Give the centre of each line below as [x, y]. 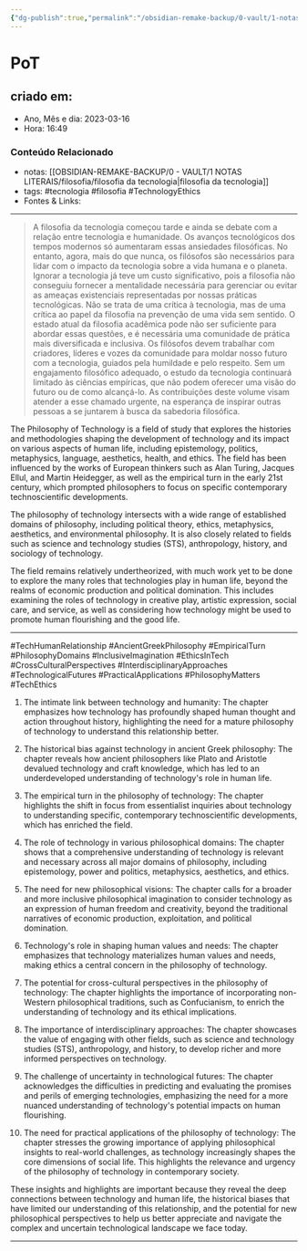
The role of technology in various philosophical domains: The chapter [154, 842]
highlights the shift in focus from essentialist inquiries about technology [158, 805]
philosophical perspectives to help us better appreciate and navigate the [146, 1218]
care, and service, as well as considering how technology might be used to [151, 610]
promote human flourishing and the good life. [95, 619]
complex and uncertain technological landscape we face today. [129, 1227]
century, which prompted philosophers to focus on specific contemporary [149, 487]
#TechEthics [34, 684]
